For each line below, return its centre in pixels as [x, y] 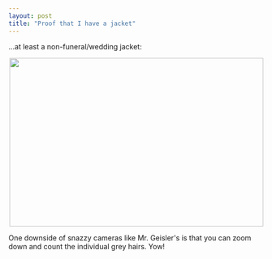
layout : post [30, 16]
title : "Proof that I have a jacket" [72, 23]
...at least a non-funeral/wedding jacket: [75, 46]
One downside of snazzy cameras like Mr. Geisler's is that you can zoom [130, 238]
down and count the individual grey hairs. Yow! [86, 246]
